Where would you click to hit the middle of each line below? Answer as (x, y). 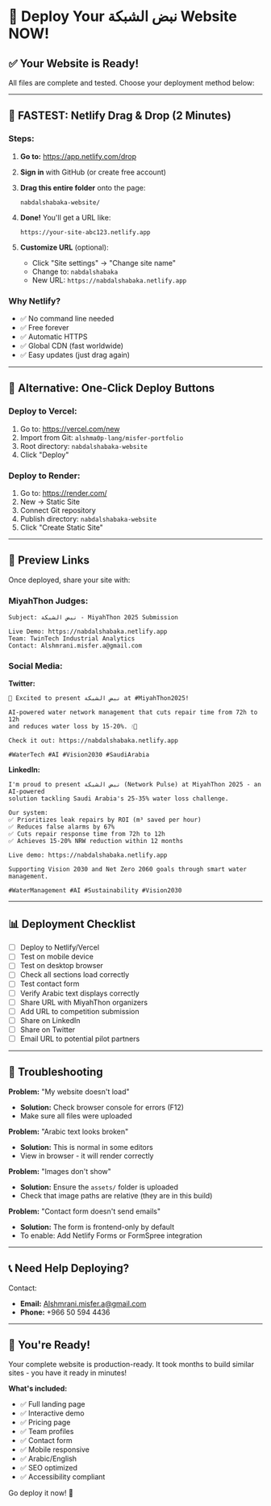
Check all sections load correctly (75, 975)
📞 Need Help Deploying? (69, 1268)
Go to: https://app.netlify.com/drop (78, 156)
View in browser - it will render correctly (87, 1156)
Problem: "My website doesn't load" (69, 1091)
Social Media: (35, 666)
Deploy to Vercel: (43, 411)
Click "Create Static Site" (61, 527)
